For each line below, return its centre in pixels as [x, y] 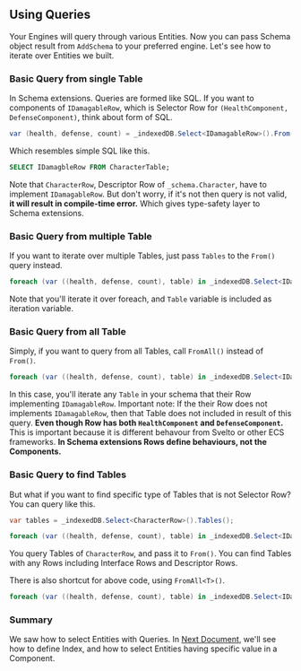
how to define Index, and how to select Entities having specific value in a [143, 649]
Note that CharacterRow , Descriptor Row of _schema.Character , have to [138, 184]
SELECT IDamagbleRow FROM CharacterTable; [90, 167]
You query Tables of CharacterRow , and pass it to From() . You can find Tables [150, 553]
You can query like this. [52, 504]
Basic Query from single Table [76, 78]
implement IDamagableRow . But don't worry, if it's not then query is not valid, [148, 194]
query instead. [36, 266]
